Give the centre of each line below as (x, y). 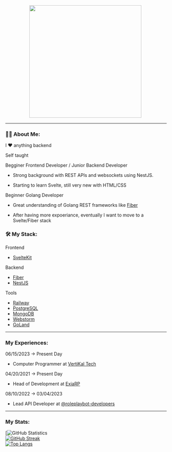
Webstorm (24, 319)
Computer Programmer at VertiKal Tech (54, 364)
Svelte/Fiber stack (32, 221)
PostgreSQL (25, 308)
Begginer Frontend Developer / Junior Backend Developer (67, 165)
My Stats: (17, 422)
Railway (21, 302)
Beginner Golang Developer (35, 195)
